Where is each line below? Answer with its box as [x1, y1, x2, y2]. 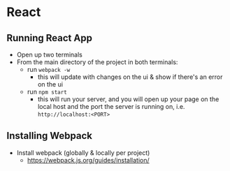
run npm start [27, 88, 67, 96]
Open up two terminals [16, 50, 83, 59]
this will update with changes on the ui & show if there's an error [37, 73, 223, 81]
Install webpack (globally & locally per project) [16, 148, 150, 157]
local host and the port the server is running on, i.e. [37, 103, 185, 110]
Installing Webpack [6, 130, 92, 142]
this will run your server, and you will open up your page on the [37, 95, 220, 103]
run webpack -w [27, 66, 71, 73]
